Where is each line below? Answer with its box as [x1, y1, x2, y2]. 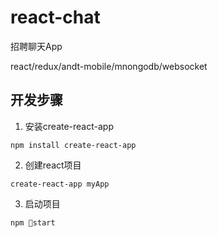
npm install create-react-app [10, 140, 137, 150]
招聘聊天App [10, 40, 63, 52]
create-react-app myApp [10, 179, 110, 189]
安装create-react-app [24, 120, 114, 132]
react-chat [10, 6, 101, 29]
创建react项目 [24, 159, 82, 171]
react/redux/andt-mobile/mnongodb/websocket [10, 60, 208, 72]
